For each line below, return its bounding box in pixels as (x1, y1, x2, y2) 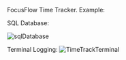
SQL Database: (7, 19, 50, 27)
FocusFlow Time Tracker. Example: (7, 6, 106, 14)
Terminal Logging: (7, 46, 58, 53)
